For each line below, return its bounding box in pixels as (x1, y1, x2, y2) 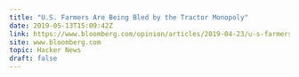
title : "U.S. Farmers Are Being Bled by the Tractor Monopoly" (9, 12, 249, 22)
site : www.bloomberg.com (9, 37, 101, 47)
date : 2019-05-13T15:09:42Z (9, 21, 114, 30)
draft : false (9, 54, 58, 63)
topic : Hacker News (9, 46, 82, 55)
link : (9, 29, 29, 38)
